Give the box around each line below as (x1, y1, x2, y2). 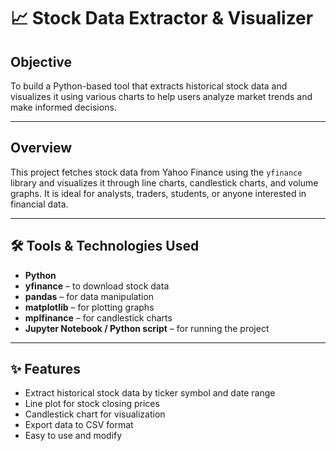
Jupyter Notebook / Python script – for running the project (24, 322, 270, 334)
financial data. (10, 198, 69, 210)
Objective (10, 53, 73, 70)
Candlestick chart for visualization (24, 408, 166, 420)
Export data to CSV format (24, 419, 134, 431)
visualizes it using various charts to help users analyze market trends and (10, 91, 313, 102)
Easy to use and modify (24, 430, 123, 442)
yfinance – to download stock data (24, 280, 170, 292)
